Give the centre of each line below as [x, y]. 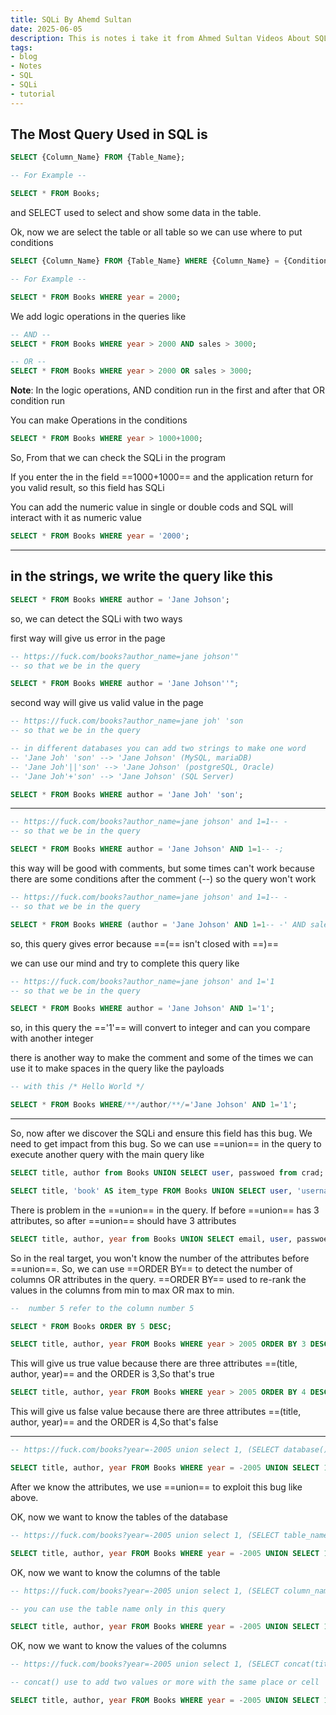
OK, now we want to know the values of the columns [118, 1646]
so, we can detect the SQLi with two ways [96, 618]
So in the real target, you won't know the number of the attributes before [160, 1258]
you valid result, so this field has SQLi [87, 488]
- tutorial [33, 94]
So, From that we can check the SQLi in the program [118, 458]
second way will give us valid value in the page [107, 703]
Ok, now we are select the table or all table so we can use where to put [156, 232]
